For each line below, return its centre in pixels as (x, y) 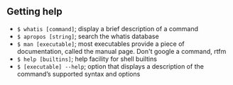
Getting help (34, 12)
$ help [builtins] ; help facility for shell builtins (87, 59)
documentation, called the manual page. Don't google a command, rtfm (121, 51)
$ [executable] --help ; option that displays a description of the (110, 66)
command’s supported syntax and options (78, 74)
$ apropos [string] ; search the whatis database (88, 36)
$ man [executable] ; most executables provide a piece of (101, 44)
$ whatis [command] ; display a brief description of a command (108, 28)
